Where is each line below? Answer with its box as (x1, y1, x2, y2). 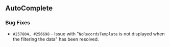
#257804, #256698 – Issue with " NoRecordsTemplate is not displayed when (12, 30, 165, 37)
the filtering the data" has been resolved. (12, 36, 99, 42)
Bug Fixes (5, 19, 31, 26)
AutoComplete (5, 4, 53, 13)
